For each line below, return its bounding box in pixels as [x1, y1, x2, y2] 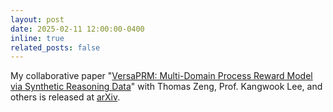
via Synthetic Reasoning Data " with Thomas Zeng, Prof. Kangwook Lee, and [10, 81, 323, 93]
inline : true [10, 33, 65, 43]
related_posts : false [10, 42, 101, 53]
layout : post [10, 14, 65, 25]
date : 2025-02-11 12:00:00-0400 [10, 24, 145, 34]
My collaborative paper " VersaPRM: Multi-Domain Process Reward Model [10, 70, 313, 82]
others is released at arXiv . [10, 91, 121, 103]
